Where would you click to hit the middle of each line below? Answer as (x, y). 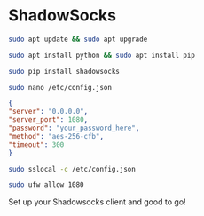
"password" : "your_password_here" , (74, 128)
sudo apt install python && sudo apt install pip (102, 55)
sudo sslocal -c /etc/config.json (72, 169)
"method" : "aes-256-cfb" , (56, 136)
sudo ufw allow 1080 (47, 185)
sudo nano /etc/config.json (60, 87)
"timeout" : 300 (36, 144)
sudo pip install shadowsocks (64, 71)
